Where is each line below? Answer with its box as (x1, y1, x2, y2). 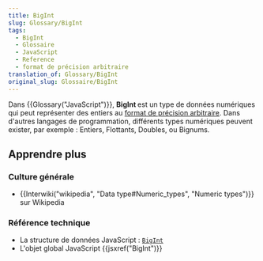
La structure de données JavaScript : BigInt (19, 235, 163, 245)
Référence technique (8, 217, 91, 229)
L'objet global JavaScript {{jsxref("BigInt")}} (19, 244, 163, 253)
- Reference (15, 56, 55, 64)
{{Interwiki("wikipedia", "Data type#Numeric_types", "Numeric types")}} (19, 189, 254, 199)
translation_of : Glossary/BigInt (8, 70, 118, 78)
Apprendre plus (8, 147, 87, 161)
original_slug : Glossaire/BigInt (8, 78, 118, 85)
